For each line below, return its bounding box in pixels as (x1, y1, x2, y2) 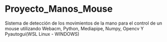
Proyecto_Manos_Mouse (5, 3, 113, 15)
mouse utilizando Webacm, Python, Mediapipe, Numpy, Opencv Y (5, 25, 144, 31)
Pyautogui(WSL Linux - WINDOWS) (5, 31, 80, 37)
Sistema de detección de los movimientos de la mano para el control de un (5, 20, 162, 26)
